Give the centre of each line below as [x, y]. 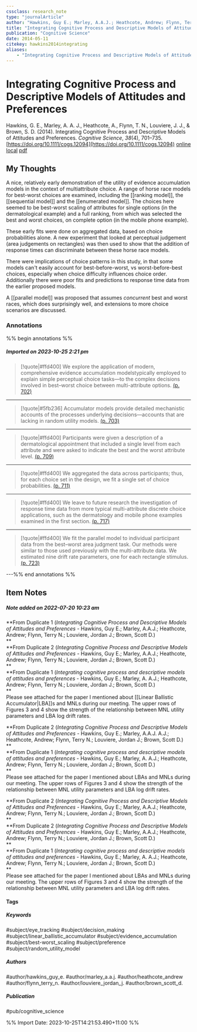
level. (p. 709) [37, 456]
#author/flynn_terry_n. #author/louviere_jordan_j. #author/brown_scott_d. [95, 983]
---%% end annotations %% [41, 574]
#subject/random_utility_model [43, 948]
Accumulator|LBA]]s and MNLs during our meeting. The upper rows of [91, 703]
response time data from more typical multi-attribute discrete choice [103, 508]
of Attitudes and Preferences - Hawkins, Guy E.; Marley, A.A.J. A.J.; [88, 733]
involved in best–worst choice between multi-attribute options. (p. [100, 385]
